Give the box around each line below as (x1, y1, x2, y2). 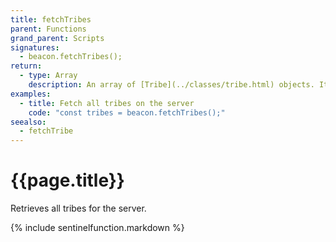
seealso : (10, 117, 47, 127)
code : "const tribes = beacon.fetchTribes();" (28, 107, 226, 118)
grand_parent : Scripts (10, 33, 105, 43)
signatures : (10, 42, 60, 53)
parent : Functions (10, 24, 87, 34)
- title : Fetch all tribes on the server (19, 98, 195, 108)
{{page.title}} (10, 169, 125, 192)
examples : (10, 89, 52, 99)
